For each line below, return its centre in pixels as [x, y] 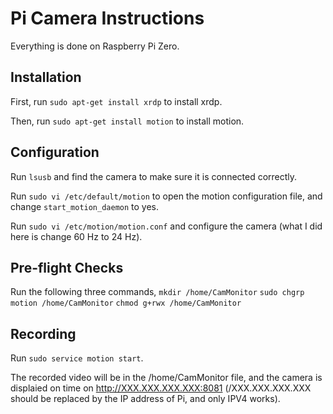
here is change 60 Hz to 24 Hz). [76, 236]
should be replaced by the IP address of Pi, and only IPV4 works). [145, 399]
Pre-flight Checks [67, 267]
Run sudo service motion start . [77, 358]
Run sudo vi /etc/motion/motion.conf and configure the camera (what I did [166, 226]
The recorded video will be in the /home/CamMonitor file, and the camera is [166, 378]
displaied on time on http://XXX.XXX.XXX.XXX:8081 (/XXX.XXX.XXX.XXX [161, 388]
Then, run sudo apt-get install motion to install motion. [127, 121]
